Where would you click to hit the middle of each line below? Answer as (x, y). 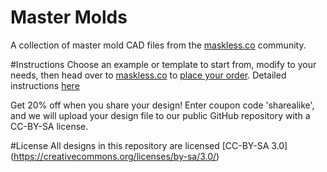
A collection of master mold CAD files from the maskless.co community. (158, 45)
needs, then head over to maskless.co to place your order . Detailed (148, 75)
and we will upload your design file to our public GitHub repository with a (160, 115)
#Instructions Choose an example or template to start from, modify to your (163, 64)
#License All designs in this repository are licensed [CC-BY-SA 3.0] (149, 145)
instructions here (45, 85)
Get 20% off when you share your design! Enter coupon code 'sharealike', (162, 105)
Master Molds (69, 17)
